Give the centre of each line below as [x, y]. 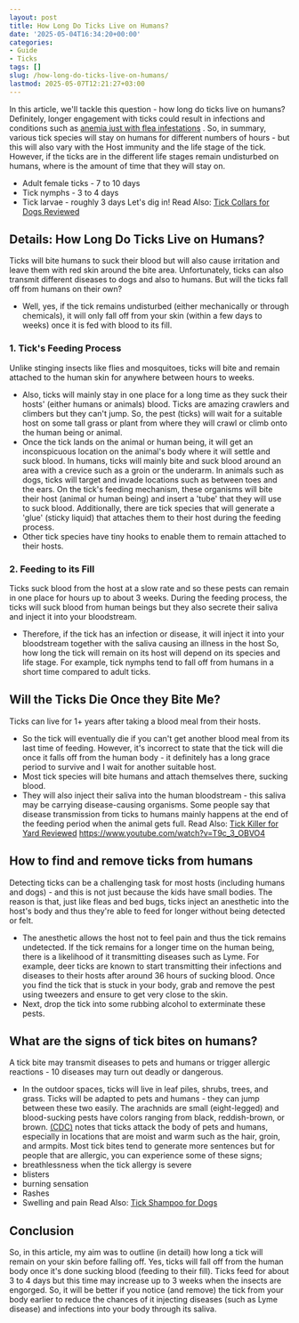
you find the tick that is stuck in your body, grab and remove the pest [149, 985]
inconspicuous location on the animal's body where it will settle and [146, 451]
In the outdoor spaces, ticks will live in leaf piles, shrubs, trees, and [145, 1089]
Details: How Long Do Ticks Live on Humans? [137, 240]
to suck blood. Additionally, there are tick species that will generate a [149, 507]
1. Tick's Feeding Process [65, 348]
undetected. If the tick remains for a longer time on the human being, [148, 947]
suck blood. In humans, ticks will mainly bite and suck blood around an [152, 460]
